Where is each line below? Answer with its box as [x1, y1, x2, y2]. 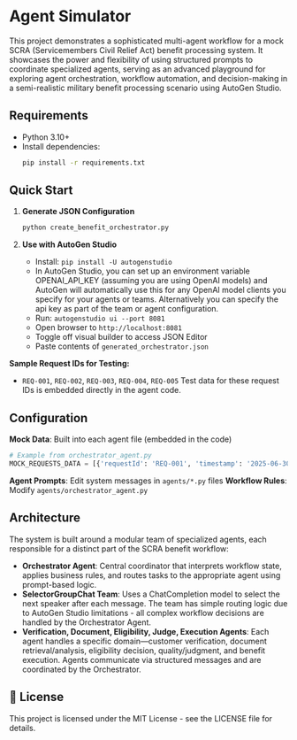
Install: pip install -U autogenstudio [34, 257, 172, 267]
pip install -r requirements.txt [21, 158, 146, 167]
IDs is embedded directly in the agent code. [21, 385, 181, 396]
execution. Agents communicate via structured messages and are [21, 654, 262, 665]
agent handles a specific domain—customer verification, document [21, 636, 268, 646]
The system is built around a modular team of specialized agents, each [9, 534, 267, 544]
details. [9, 722, 36, 733]
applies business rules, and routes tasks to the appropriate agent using [21, 569, 281, 581]
